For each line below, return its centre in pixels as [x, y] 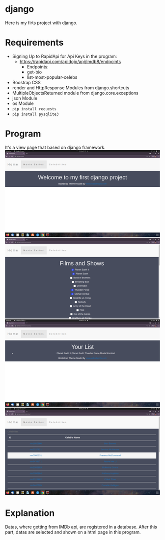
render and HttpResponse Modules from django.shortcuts [71, 88]
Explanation [30, 513]
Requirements [34, 43]
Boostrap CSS [26, 82]
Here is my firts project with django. [41, 23]
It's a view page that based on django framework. [55, 147]
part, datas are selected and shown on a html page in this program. [73, 532]
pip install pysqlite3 [35, 114]
